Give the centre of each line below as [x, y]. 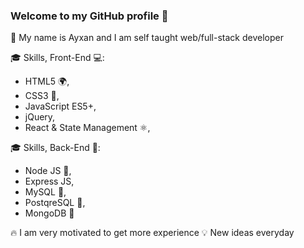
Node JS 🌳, [48, 171]
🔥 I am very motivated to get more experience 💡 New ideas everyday [152, 233]
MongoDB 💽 [49, 213]
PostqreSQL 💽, [55, 203]
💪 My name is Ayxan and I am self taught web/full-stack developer [147, 38]
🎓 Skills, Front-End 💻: [57, 58]
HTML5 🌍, [47, 81]
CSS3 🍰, [42, 96]
